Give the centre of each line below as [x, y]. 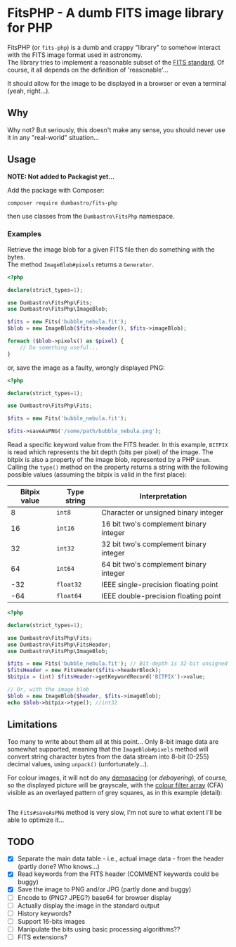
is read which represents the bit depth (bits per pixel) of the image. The [110, 452]
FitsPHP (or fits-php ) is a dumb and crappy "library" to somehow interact [114, 47]
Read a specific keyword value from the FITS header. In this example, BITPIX [118, 445]
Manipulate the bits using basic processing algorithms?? [99, 929]
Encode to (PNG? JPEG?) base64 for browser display [94, 897]
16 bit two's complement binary [154, 524]
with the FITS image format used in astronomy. [75, 55]
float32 [69, 585]
